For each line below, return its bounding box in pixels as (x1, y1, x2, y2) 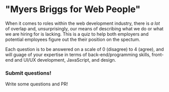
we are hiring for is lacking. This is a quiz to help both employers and (5, 31, 149, 37)
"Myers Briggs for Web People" (5, 4, 141, 15)
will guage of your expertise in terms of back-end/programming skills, (5, 52, 151, 58)
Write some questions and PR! (5, 81, 68, 87)
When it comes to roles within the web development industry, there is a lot (5, 20, 160, 26)
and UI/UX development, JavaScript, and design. (14, 57, 116, 63)
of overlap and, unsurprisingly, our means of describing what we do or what (5, 25, 163, 31)
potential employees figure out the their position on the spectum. (5, 36, 141, 42)
